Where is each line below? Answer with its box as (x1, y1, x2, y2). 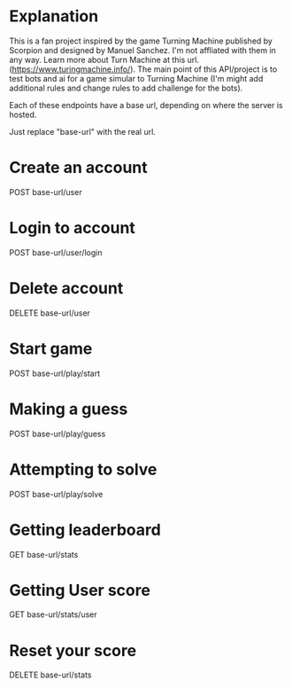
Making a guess (9, 399, 128, 418)
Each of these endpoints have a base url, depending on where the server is (9, 99, 283, 110)
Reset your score (9, 640, 137, 661)
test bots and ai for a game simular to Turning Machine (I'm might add (9, 73, 264, 83)
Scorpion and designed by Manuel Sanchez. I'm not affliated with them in (9, 44, 277, 55)
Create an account (9, 158, 148, 178)
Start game (9, 339, 93, 358)
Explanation (9, 6, 99, 27)
